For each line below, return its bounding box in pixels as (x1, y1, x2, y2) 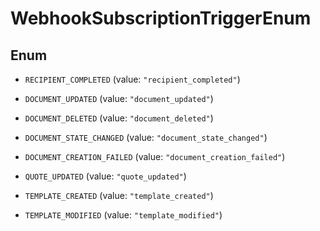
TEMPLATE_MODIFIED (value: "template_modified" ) (24, 209, 223, 221)
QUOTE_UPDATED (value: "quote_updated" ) (24, 170, 187, 182)
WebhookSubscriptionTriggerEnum (10, 7, 312, 30)
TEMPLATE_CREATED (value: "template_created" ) (24, 190, 214, 201)
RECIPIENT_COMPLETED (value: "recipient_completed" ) (24, 73, 241, 85)
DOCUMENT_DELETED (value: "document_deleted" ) (24, 112, 214, 124)
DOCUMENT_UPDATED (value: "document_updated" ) (24, 93, 214, 104)
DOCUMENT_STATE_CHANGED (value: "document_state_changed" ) (24, 132, 268, 143)
